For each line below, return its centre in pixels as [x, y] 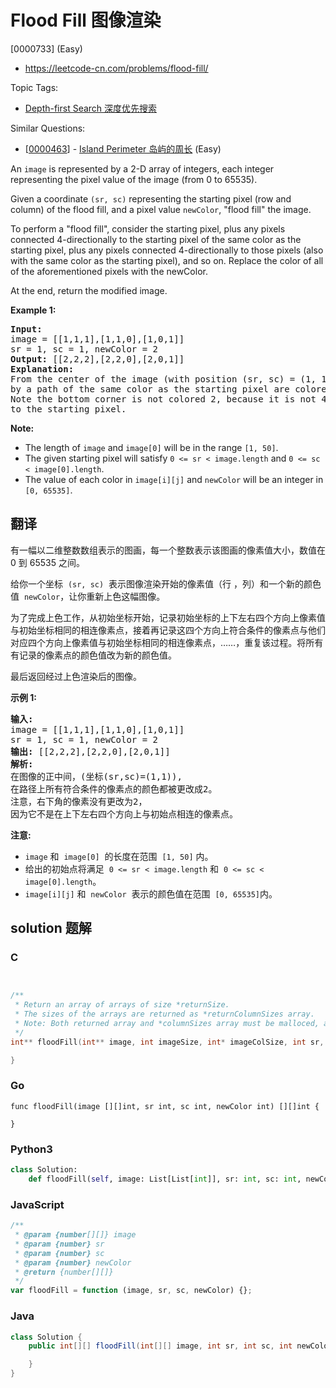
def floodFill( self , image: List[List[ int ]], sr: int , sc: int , [165, 1179]
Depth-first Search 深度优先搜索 [91, 108]
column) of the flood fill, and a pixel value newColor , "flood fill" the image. [161, 209]
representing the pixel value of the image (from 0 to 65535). [134, 179]
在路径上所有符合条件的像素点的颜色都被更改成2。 [114, 789]
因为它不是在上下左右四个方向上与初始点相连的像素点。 [124, 814]
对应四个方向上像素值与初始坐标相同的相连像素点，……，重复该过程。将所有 [167, 642]
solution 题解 [51, 928]
